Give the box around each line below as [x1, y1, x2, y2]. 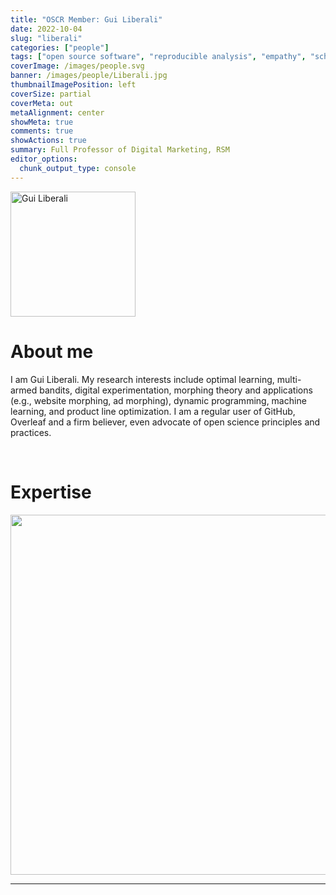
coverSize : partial [10, 89, 92, 99]
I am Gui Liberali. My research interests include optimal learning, [10, 373, 275, 385]
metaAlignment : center [10, 107, 105, 118]
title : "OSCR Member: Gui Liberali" [10, 14, 163, 25]
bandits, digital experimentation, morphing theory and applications [39, 384, 313, 396]
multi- [276, 373, 302, 385]
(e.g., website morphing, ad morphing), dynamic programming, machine [10, 394, 307, 406]
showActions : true [10, 136, 87, 146]
